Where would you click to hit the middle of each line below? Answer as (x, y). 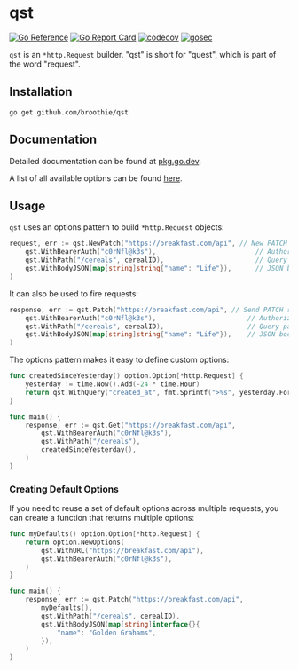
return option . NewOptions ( (75, 542)
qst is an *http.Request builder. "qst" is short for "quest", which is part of (143, 54)
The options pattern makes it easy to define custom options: (119, 360)
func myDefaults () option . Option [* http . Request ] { (105, 534)
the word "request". (45, 64)
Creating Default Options (64, 489)
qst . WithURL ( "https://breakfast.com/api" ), (122, 550)
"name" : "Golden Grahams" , (106, 633)
